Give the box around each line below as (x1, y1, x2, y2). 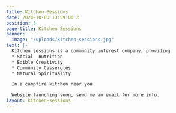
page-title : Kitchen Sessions (6, 25, 82, 32)
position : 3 (6, 20, 36, 26)
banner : (6, 31, 26, 37)
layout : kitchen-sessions (6, 97, 71, 104)
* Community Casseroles (11, 64, 71, 71)
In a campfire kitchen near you (11, 81, 93, 87)
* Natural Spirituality (11, 70, 71, 76)
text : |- (6, 43, 28, 49)
